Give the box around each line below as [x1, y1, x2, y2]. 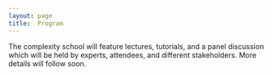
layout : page [8, 11, 53, 20]
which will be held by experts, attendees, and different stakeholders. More [8, 50, 257, 60]
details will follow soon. [8, 58, 87, 69]
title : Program [8, 19, 63, 27]
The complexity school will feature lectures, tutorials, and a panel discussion [8, 41, 265, 51]
